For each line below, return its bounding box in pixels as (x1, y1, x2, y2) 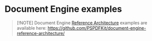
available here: (16, 25, 47, 31)
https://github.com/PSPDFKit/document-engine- (47, 25, 147, 31)
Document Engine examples (4, 3, 122, 15)
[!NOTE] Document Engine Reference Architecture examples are (16, 20, 148, 26)
